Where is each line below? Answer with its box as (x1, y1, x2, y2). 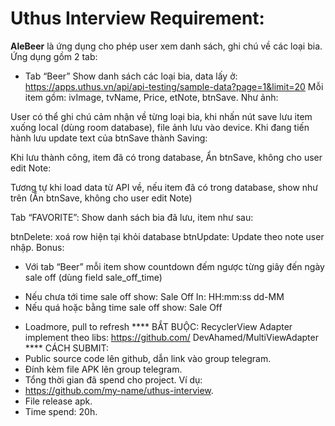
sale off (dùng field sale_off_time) (24, 271, 163, 283)
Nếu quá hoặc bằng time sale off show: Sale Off (24, 301, 223, 313)
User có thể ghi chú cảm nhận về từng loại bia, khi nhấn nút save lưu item (10, 110, 313, 122)
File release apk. (24, 395, 93, 407)
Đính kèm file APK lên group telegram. (24, 363, 183, 375)
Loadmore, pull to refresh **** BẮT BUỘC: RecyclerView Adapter (24, 320, 293, 332)
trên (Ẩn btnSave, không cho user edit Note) (10, 192, 193, 204)
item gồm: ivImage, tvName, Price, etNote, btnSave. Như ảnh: (24, 91, 279, 103)
